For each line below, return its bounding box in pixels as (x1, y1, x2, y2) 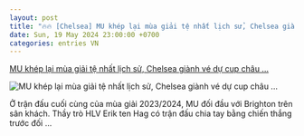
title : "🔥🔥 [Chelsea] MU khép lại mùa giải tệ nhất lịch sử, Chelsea (9, 22, 279, 31)
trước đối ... (9, 118, 52, 129)
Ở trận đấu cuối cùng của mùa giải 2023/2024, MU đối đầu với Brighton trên (9, 99, 293, 110)
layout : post (9, 13, 59, 23)
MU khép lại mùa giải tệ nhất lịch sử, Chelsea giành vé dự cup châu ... (9, 63, 270, 74)
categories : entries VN (9, 38, 100, 48)
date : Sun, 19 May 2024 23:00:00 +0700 (9, 30, 160, 39)
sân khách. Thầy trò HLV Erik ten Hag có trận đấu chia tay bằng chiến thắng (9, 108, 292, 119)
